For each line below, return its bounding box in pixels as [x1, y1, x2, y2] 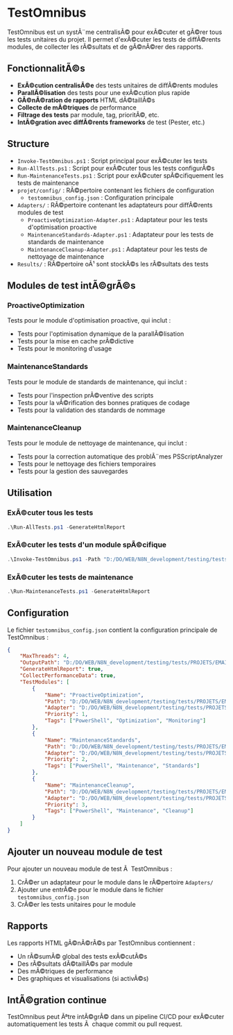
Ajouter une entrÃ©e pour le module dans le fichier [17, 885, 164, 893]
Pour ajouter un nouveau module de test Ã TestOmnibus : [7, 864, 173, 873]
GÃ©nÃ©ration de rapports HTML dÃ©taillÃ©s [17, 96, 155, 104]
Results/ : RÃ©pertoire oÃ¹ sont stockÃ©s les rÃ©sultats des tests [17, 259, 209, 268]
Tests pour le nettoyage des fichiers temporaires [17, 459, 156, 468]
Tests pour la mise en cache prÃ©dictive [17, 337, 134, 345]
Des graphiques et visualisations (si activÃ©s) [17, 974, 149, 982]
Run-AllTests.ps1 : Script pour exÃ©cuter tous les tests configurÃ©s [17, 164, 215, 172]
